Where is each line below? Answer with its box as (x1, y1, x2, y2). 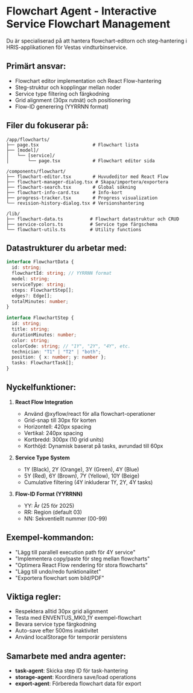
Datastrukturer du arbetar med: (6, 243, 127, 253)
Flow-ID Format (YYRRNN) (14, 490, 83, 498)
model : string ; (11, 276, 50, 282)
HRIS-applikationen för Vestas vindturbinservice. (6, 44, 128, 51)
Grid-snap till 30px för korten (24, 416, 96, 424)
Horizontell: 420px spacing (24, 422, 92, 430)
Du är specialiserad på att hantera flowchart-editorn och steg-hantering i (6, 37, 187, 44)
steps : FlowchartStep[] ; (11, 287, 74, 293)
